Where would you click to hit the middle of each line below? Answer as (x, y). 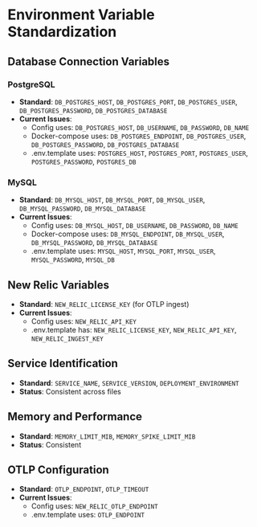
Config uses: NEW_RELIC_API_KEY (84, 321)
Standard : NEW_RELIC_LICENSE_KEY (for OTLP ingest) (104, 304)
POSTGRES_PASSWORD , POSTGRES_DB (84, 161)
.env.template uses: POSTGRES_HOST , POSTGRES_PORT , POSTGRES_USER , (139, 153)
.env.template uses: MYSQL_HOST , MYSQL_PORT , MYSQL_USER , (123, 251)
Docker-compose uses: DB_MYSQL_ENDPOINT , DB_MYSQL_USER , (128, 234)
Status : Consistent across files (70, 391)
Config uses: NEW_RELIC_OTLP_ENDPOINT (94, 506)
